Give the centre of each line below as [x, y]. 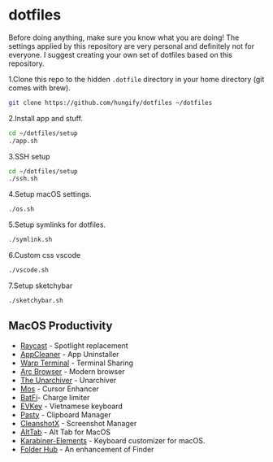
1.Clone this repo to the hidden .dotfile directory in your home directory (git [136, 79]
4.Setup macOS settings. [50, 194]
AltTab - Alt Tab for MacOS [65, 432]
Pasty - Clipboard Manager [65, 414]
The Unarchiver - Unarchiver [68, 380]
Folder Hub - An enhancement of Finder [87, 449]
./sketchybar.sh [36, 300]
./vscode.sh [28, 270]
